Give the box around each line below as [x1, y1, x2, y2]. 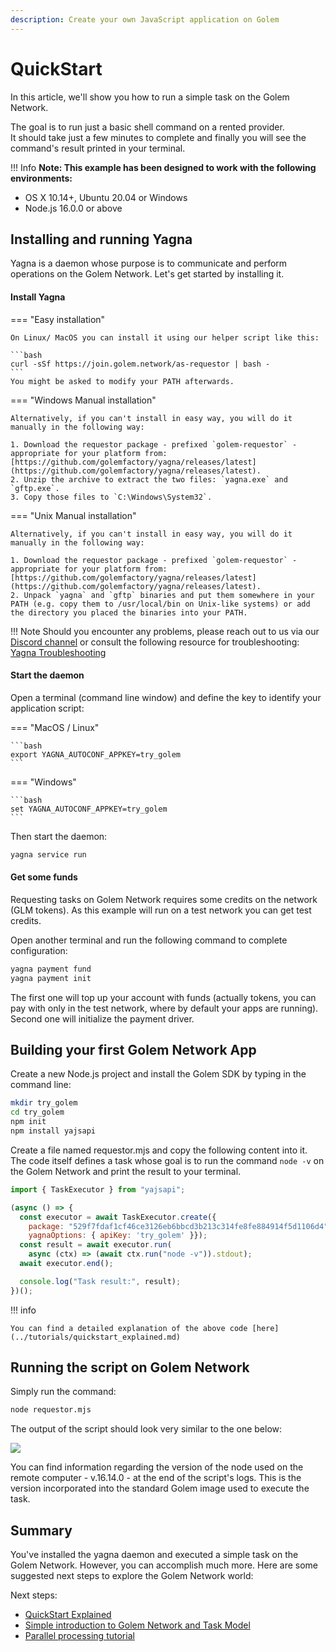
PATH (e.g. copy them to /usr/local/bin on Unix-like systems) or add [10, 599, 311, 609]
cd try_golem [10, 1107, 65, 1118]
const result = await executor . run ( [19, 1240, 172, 1250]
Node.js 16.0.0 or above [24, 202, 123, 214]
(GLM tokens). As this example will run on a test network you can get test [10, 904, 312, 916]
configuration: [10, 944, 68, 956]
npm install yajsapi [10, 1126, 97, 1136]
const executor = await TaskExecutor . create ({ [19, 1212, 217, 1222]
